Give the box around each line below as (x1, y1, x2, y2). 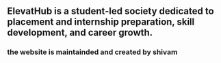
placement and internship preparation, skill (7, 16, 195, 28)
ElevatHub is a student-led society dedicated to (7, 5, 214, 17)
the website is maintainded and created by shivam (7, 47, 178, 57)
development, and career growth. (7, 27, 153, 38)
